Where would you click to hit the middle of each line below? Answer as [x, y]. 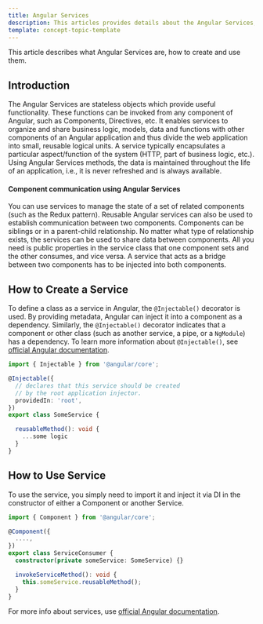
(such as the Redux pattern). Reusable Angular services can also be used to [130, 215]
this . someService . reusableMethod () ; [82, 582]
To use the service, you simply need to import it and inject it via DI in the [124, 494]
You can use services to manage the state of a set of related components [126, 206]
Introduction [39, 85]
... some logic [45, 436]
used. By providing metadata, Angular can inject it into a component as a [125, 317]
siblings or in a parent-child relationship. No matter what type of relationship [131, 232]
